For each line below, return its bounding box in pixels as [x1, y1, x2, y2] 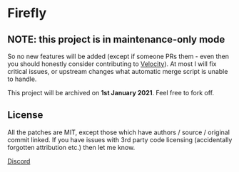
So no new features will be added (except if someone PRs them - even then [7, 52, 230, 60]
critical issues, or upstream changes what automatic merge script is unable [7, 68, 228, 75]
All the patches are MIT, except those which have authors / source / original [7, 128, 230, 136]
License [7, 109, 44, 122]
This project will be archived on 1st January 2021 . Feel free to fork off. [7, 89, 215, 97]
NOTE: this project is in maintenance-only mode [7, 33, 225, 45]
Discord [7, 156, 31, 165]
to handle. [7, 75, 37, 83]
